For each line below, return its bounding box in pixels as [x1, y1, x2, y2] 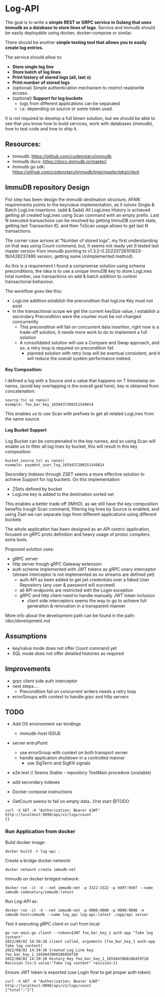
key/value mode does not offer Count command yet [12, 645, 117, 651]
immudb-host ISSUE [19, 730, 61, 736]
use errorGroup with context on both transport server [19, 750, 128, 756]
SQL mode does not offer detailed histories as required [12, 650, 124, 656]
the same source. [5, 416, 40, 422]
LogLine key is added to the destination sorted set [12, 491, 114, 497]
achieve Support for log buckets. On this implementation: [5, 476, 121, 482]
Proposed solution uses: [5, 546, 54, 552]
